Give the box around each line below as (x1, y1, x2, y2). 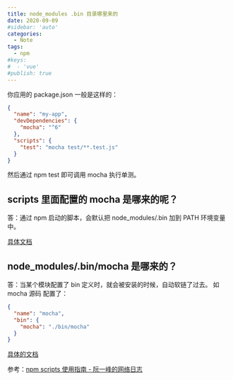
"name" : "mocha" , (13, 310, 65, 317)
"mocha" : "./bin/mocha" (20, 323, 90, 330)
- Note (13, 37, 33, 44)
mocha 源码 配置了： (7, 289, 68, 298)
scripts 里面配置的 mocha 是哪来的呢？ (7, 193, 179, 206)
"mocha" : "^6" (20, 124, 61, 131)
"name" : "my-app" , (13, 111, 68, 118)
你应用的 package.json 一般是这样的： (7, 90, 119, 99)
